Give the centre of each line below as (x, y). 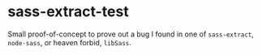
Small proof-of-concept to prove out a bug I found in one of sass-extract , (131, 34)
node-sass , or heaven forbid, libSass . (69, 42)
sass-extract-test (68, 12)
